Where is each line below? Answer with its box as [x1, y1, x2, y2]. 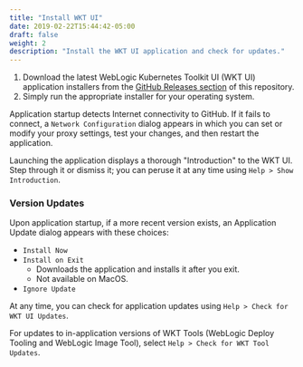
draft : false [9, 30, 59, 39]
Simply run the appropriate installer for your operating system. [22, 92, 255, 102]
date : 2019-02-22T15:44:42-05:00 [9, 22, 136, 31]
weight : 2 [9, 38, 47, 48]
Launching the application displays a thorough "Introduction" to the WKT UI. [9, 155, 293, 166]
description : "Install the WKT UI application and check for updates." [9, 47, 285, 56]
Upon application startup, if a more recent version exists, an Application [9, 217, 277, 228]
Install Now [22, 246, 68, 256]
